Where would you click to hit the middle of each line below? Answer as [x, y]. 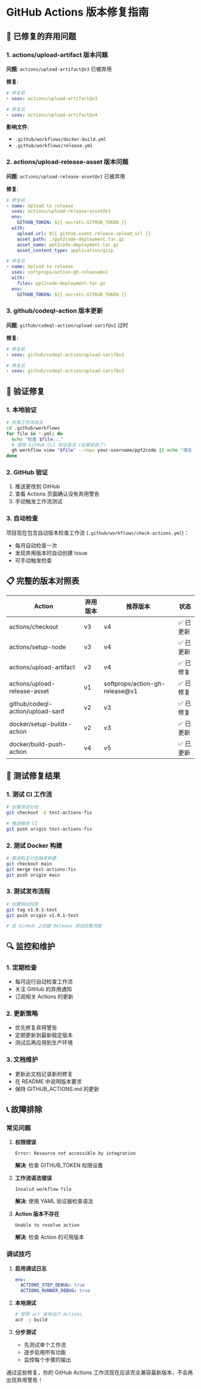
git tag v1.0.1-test [32, 910]
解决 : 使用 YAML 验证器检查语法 [54, 1201]
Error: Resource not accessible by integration [75, 1154]
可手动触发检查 [33, 560]
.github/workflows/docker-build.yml [60, 139]
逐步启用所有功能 [45, 1352]
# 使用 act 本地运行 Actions [48, 1314]
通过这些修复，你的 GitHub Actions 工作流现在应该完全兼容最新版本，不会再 [100, 1372]
